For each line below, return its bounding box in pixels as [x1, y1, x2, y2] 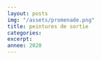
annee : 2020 [7, 42, 42, 49]
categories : [7, 29, 42, 37]
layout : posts [7, 10, 49, 17]
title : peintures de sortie [7, 23, 89, 30]
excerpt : [7, 36, 33, 43]
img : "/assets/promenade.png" [7, 17, 95, 23]
